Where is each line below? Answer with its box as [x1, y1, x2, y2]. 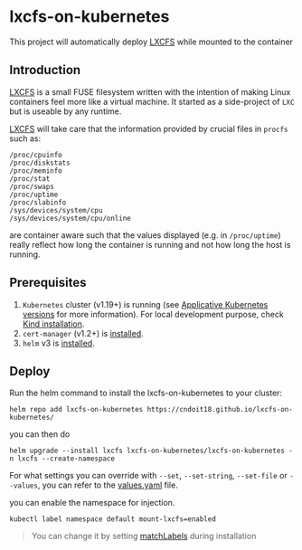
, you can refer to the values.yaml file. [37, 479, 178, 490]
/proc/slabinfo [9, 197, 67, 207]
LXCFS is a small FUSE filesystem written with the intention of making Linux [9, 86, 291, 97]
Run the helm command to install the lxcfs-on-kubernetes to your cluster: [9, 387, 283, 399]
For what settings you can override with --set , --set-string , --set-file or [9, 470, 288, 481]
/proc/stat [9, 174, 51, 183]
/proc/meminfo [9, 166, 63, 175]
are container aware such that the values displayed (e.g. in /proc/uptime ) [9, 229, 281, 241]
